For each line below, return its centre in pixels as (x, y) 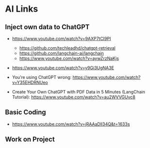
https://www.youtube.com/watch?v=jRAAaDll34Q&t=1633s (71, 124)
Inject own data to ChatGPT (47, 27)
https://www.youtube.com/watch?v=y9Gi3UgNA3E (63, 68)
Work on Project (30, 139)
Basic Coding (25, 112)
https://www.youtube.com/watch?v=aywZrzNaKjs (69, 58)
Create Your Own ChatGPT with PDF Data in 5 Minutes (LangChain (79, 92)
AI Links (22, 9)
